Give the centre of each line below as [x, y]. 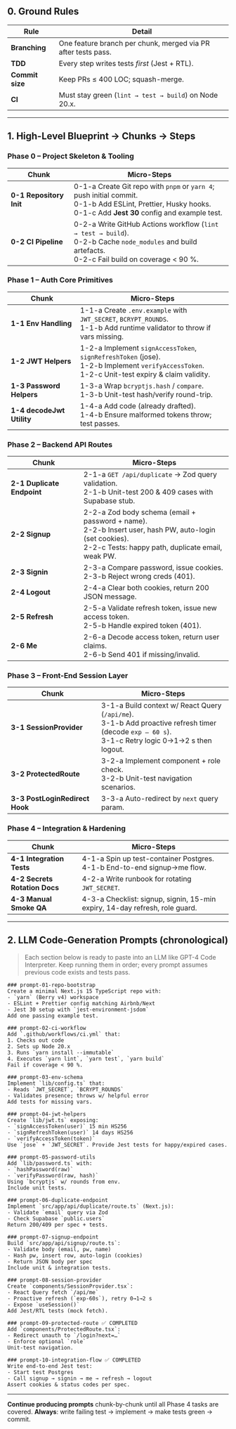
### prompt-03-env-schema [45, 1077]
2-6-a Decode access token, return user [151, 637]
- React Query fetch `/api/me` [53, 1292]
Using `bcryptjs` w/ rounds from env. [64, 1182]
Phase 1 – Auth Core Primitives [60, 280]
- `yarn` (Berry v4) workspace [53, 997]
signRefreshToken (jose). [120, 356]
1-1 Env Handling [41, 323]
